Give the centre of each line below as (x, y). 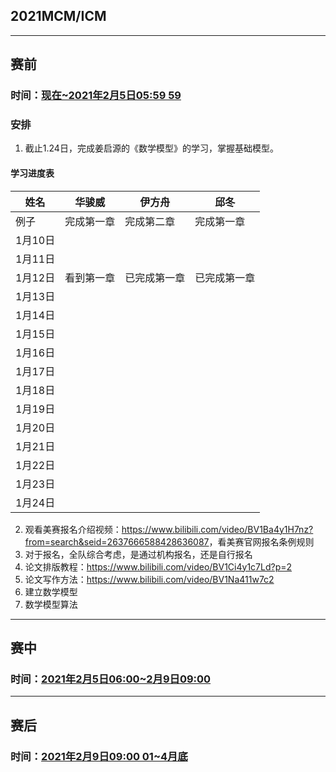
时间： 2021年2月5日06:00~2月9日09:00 (111, 679)
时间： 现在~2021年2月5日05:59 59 (96, 96)
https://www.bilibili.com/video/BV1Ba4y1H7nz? (217, 529)
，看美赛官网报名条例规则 (261, 541)
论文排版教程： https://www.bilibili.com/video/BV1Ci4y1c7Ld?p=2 (158, 566)
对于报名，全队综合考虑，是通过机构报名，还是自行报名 (138, 554)
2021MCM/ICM (58, 16)
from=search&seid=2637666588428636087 (117, 541)
